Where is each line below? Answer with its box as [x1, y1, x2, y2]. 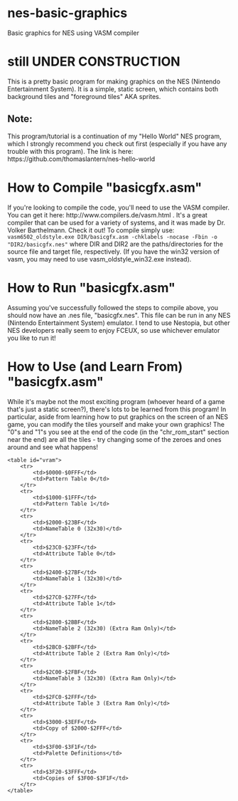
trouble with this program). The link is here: [7, 147, 134, 155]
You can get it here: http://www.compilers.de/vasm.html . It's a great [7, 210, 208, 219]
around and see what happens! [7, 443, 98, 451]
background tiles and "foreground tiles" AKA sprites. [7, 92, 161, 100]
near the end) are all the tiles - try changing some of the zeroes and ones [7, 435, 222, 443]
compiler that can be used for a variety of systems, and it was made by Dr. [7, 218, 226, 227]
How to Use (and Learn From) [7, 358, 183, 375]
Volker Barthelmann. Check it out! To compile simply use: [7, 226, 175, 234]
